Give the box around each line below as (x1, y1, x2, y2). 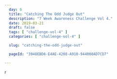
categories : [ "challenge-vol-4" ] (9, 34, 81, 39)
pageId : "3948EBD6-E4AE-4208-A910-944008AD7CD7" (9, 51, 109, 56)
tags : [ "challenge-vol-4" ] (9, 30, 68, 34)
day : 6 (9, 7, 22, 12)
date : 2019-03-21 (9, 20, 44, 26)
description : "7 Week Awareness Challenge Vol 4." (9, 16, 113, 21)
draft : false (9, 25, 35, 30)
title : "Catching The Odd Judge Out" (9, 12, 85, 16)
